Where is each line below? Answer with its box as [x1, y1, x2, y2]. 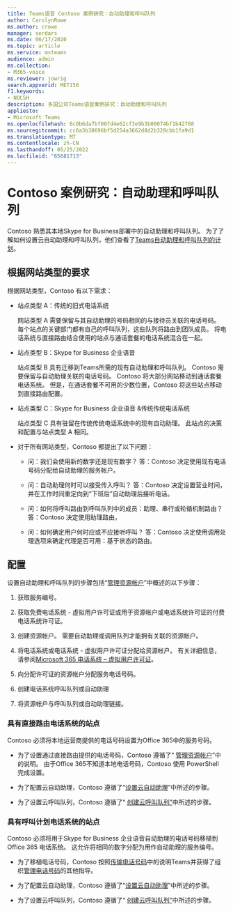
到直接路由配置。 [17, 389, 67, 397]
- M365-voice [7, 68, 45, 75]
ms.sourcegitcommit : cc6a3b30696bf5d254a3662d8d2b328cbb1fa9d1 [7, 127, 195, 134]
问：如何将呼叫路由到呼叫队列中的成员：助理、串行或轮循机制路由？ [27, 504, 223, 512]
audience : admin [7, 56, 54, 63]
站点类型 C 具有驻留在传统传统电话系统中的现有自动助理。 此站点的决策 [17, 419, 223, 427]
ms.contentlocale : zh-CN [7, 140, 79, 147]
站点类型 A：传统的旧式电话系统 [17, 301, 109, 309]
